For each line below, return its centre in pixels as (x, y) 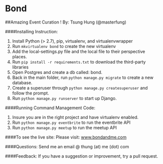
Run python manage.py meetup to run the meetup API (64, 127)
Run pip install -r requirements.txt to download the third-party (79, 62)
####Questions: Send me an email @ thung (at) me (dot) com (67, 146)
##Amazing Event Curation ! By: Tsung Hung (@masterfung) (66, 22)
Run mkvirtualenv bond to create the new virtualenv (64, 46)
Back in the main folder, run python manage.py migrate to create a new (83, 77)
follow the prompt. (31, 93)
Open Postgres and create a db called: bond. (57, 72)
